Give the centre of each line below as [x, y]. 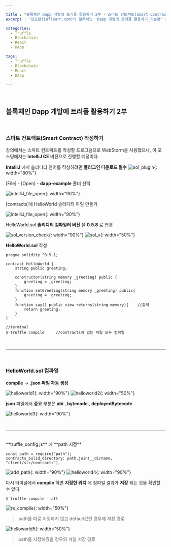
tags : [11, 56]
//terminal [17, 327]
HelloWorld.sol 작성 [26, 246]
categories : [18, 28]
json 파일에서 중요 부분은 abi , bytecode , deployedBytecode [69, 403]
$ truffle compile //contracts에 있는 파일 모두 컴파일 [65, 333]
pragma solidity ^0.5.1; [32, 255]
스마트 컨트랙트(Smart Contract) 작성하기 [55, 138]
